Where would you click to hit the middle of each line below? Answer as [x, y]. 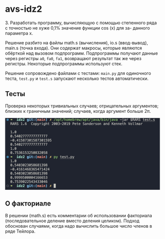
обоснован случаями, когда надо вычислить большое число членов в [79, 226]
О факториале [28, 204]
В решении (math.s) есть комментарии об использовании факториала [79, 215]
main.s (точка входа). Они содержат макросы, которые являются [74, 48]
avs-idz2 [24, 9]
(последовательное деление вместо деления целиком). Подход [72, 221]
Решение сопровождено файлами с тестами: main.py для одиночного [78, 73]
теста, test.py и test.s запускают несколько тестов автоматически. [77, 78]
